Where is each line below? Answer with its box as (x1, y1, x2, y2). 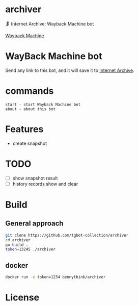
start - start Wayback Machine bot (5, 102, 81, 107)
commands (5, 85, 54, 97)
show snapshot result (12, 175, 58, 181)
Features (5, 123, 44, 135)
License (5, 292, 40, 303)
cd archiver (5, 237, 31, 243)
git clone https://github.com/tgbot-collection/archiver (5, 233, 129, 238)
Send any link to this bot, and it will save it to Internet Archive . (5, 67, 134, 73)
